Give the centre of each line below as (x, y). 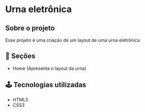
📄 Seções (20, 56)
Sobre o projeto (30, 28)
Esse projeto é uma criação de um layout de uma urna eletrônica (73, 40)
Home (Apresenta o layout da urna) (49, 68)
